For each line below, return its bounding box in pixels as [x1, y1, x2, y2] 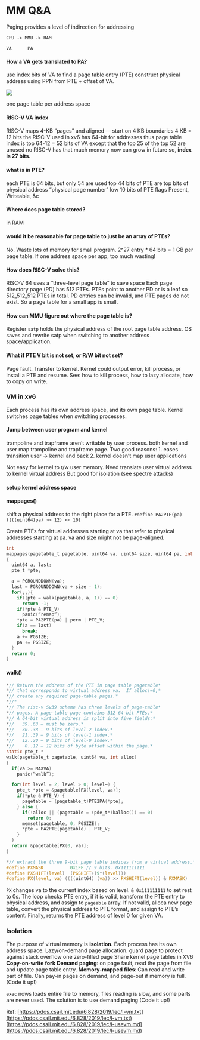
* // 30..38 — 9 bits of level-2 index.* [6, 727, 113, 733]
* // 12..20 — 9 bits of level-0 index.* [6, 738, 113, 744]
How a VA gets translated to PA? [6, 58, 87, 65]
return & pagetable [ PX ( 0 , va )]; [11, 843, 89, 849]
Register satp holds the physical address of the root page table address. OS [6, 325, 192, 333]
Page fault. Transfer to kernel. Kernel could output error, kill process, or [6, 365, 181, 372]
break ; [21, 628, 39, 635]
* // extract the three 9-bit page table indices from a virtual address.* [6, 859, 196, 865]
